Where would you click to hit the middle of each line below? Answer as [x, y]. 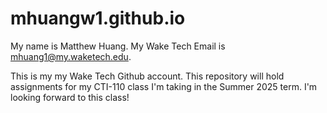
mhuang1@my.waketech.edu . [71, 56]
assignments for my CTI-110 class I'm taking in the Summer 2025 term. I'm [164, 86]
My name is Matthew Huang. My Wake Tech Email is [118, 46]
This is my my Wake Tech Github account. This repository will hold [147, 76]
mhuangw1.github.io [98, 18]
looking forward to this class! [70, 97]
